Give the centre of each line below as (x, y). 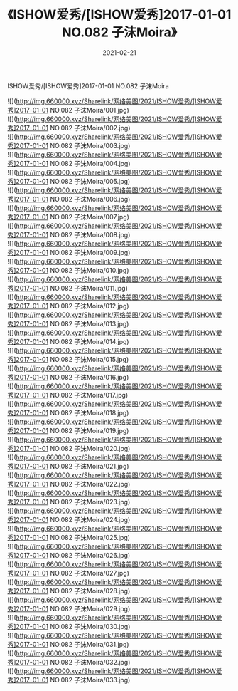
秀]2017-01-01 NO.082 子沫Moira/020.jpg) (69, 448)
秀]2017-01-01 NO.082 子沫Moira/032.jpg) (69, 662)
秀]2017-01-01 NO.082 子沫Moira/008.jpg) (69, 234)
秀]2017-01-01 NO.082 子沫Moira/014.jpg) (68, 341)
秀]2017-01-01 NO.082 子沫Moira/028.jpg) (69, 591)
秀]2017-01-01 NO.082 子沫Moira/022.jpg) (69, 484)
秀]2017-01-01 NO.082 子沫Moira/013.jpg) (68, 323)
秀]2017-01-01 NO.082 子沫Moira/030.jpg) (69, 626)
